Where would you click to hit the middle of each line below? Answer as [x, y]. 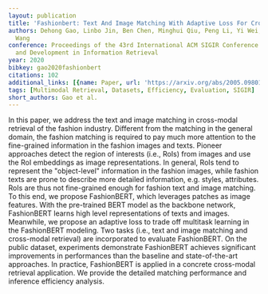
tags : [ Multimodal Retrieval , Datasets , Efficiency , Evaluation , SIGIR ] [132, 90]
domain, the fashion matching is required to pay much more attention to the [132, 137]
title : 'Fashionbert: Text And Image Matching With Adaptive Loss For [128, 23]
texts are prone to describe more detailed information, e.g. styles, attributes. [134, 180]
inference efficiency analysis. [57, 281]
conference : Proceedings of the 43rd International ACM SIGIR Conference [134, 46]
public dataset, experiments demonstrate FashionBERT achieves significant [132, 248]
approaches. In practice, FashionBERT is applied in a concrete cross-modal [132, 264]
